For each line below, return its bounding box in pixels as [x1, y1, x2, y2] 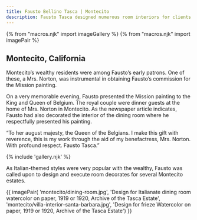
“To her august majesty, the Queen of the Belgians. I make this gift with [6, 129, 179, 136]
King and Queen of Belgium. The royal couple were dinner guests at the [6, 99, 180, 106]
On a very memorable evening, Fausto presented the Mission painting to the [6, 93, 191, 100]
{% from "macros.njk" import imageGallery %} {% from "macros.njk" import [6, 30, 191, 37]
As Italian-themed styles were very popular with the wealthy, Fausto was [6, 165, 183, 172]
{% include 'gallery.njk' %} [6, 154, 71, 161]
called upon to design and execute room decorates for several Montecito [6, 171, 183, 178]
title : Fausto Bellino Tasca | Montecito [6, 8, 110, 15]
